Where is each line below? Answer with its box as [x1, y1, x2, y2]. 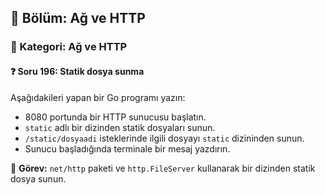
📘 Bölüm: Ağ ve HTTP [10, 10, 146, 27]
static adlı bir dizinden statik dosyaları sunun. [24, 121, 216, 133]
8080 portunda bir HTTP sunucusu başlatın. [24, 111, 207, 123]
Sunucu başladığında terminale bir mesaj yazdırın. [24, 142, 231, 155]
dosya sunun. [10, 172, 67, 185]
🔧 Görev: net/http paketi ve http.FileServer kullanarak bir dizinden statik [10, 162, 316, 174]
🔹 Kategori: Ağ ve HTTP [10, 40, 128, 54]
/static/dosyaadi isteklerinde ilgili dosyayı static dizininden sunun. [24, 132, 305, 144]
